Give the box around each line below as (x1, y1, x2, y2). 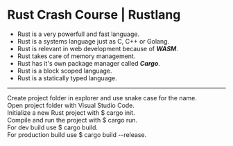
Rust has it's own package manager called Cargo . (17, 59, 161, 67)
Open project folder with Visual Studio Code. (7, 101, 135, 109)
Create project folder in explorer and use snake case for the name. (7, 93, 198, 102)
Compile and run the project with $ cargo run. (7, 116, 138, 124)
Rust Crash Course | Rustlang (7, 7, 181, 23)
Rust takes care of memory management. (17, 52, 136, 60)
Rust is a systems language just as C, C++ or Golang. (17, 37, 170, 45)
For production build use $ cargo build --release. (7, 130, 147, 138)
